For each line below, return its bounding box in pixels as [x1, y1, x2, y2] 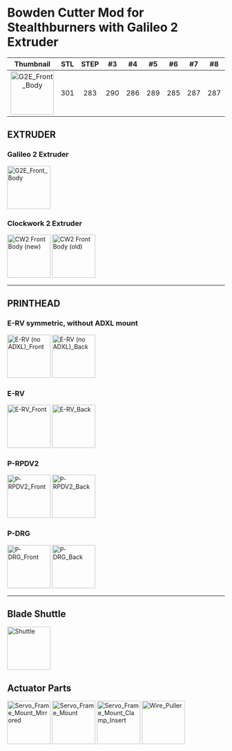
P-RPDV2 [7, 458, 39, 468]
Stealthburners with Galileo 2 [7, 19, 178, 35]
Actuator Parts [7, 682, 72, 694]
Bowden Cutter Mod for [7, 5, 144, 21]
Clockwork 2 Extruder [7, 218, 83, 228]
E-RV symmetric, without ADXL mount [7, 319, 138, 328]
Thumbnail [14, 59, 50, 68]
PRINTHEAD [7, 298, 61, 310]
